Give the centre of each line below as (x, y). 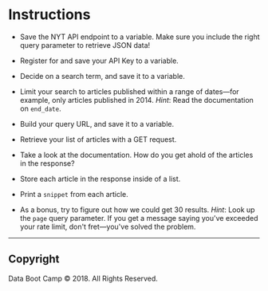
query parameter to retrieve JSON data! (85, 45)
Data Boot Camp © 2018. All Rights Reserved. (83, 278)
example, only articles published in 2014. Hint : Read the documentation (136, 100)
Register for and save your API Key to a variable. (99, 61)
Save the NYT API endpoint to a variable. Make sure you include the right (140, 37)
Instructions (49, 15)
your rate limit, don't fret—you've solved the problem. (108, 226)
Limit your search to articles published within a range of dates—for (129, 91)
